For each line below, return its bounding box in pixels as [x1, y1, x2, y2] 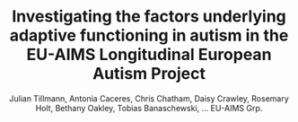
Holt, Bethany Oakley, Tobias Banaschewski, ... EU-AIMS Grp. [35, 102, 263, 113]
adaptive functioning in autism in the [9, 25, 289, 46]
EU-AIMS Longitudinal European [26, 45, 272, 65]
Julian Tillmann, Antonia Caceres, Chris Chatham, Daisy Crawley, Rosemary [8, 92, 290, 104]
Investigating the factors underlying [11, 6, 287, 27]
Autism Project [92, 64, 206, 84]
